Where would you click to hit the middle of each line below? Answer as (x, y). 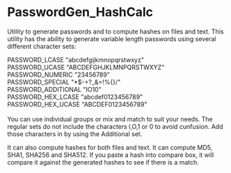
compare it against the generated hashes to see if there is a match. (103, 162)
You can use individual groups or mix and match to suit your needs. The (110, 119)
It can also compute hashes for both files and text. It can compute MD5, (110, 147)
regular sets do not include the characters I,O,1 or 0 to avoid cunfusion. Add (115, 126)
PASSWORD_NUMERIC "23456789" (58, 75)
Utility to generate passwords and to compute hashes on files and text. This (115, 31)
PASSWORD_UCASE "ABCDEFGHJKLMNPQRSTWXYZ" (86, 67)
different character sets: (42, 46)
